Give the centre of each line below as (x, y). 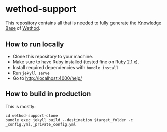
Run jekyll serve (31, 73)
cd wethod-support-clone (32, 115)
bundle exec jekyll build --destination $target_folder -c (69, 120)
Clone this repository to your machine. (53, 56)
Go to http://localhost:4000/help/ (47, 78)
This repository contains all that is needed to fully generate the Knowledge (83, 23)
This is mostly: (20, 106)
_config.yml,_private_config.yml (41, 124)
